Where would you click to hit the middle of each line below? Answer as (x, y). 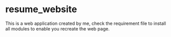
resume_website (41, 9)
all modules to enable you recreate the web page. (58, 28)
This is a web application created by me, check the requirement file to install (86, 23)
